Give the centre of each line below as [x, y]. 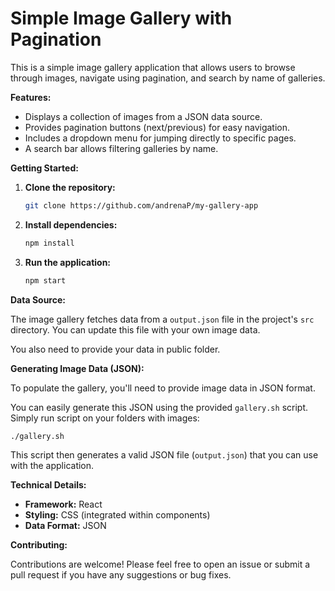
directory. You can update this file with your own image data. [135, 329]
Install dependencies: [71, 224]
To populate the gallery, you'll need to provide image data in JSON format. [163, 388]
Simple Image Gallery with [121, 18]
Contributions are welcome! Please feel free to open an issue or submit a [160, 564]
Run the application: [68, 262]
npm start [45, 280]
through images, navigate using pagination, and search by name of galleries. [168, 78]
